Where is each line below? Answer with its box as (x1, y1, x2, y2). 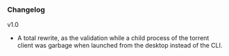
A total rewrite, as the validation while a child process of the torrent (17, 34, 210, 42)
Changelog (7, 5, 45, 15)
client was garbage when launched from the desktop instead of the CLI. (17, 41, 223, 50)
